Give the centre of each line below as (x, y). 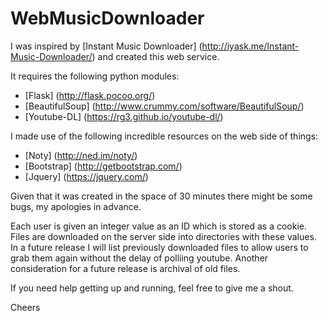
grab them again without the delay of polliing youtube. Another (139, 258)
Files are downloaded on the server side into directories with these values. (163, 236)
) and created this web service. (155, 56)
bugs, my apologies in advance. (76, 206)
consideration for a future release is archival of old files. (125, 268)
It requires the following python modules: (95, 76)
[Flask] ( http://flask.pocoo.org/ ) (90, 95)
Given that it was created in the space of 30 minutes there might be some (161, 196)
